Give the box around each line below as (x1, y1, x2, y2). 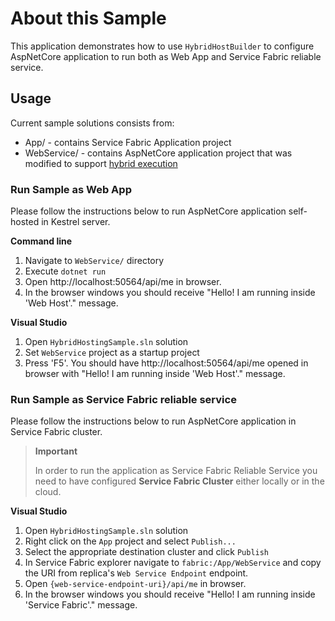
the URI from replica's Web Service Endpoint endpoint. (24, 567, 249, 579)
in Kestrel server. (41, 216, 111, 228)
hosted (10, 216, 40, 228)
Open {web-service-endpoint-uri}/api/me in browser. (24, 578, 247, 590)
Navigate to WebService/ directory (24, 255, 165, 267)
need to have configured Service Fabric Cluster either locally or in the (34, 475, 325, 487)
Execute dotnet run (24, 265, 107, 277)
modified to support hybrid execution (24, 157, 178, 169)
